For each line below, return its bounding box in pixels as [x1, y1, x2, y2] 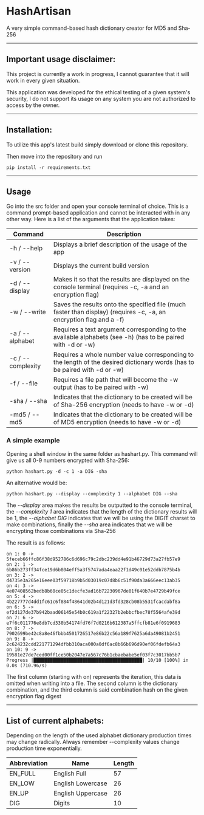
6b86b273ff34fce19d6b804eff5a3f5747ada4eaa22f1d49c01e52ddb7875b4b [6, 566, 181, 573]
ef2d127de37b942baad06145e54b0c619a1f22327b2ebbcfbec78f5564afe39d [6, 609, 181, 615]
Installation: [6, 125, 53, 135]
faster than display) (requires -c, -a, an [53, 308, 166, 317]
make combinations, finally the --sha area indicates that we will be [6, 521, 173, 528]
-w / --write [9, 308, 47, 317]
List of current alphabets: [6, 716, 104, 726]
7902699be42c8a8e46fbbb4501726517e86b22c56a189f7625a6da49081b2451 [6, 630, 181, 636]
